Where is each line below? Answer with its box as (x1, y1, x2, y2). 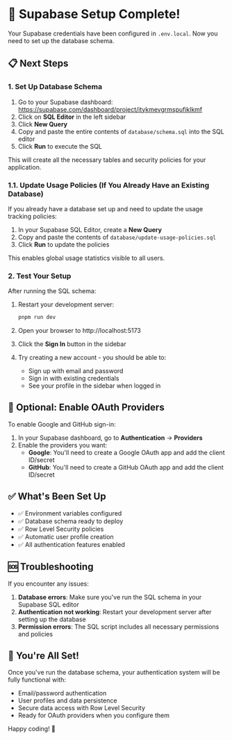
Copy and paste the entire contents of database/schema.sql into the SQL (17, 127, 224, 135)
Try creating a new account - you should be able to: (17, 354, 167, 362)
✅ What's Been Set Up (8, 491, 106, 502)
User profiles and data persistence (17, 696, 117, 705)
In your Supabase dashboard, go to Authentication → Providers (17, 434, 204, 442)
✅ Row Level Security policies (17, 525, 104, 533)
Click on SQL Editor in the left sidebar (17, 113, 126, 121)
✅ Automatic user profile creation (17, 532, 114, 541)
